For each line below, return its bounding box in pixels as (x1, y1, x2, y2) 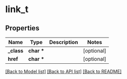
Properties (5, 24, 40, 32)
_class (8, 47, 24, 54)
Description (49, 39, 78, 46)
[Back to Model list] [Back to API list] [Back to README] (5, 68, 122, 74)
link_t (5, 4, 29, 15)
